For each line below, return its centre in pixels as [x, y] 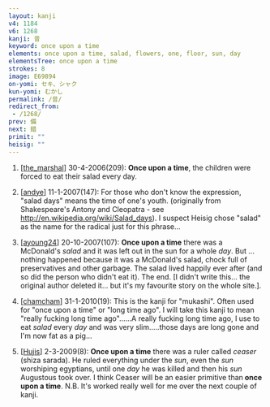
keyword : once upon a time [54, 46]
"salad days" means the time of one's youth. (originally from [120, 201]
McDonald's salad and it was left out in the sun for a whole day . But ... [137, 251]
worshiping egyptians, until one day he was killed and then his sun [131, 368]
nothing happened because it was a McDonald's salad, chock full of [133, 259]
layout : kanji [32, 16]
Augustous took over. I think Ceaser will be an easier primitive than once [141, 377]
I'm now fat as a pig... [56, 336]
